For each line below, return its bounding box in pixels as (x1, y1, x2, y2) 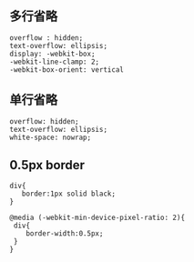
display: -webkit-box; (9, 49, 96, 58)
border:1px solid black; (21, 189, 117, 198)
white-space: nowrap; (9, 133, 92, 142)
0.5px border (9, 157, 85, 173)
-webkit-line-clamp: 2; (9, 57, 100, 66)
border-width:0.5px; (26, 229, 104, 238)
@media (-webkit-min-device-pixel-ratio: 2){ (9, 213, 185, 223)
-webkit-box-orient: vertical (9, 65, 125, 75)
